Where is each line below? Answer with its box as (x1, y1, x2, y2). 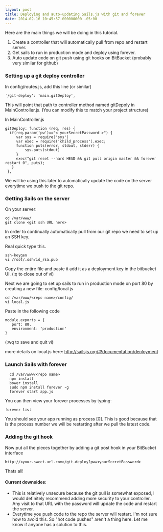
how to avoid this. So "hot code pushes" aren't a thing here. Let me (12, 516, 148, 522)
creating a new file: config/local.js (5, 285, 73, 291)
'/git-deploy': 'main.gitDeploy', (5, 93, 76, 98)
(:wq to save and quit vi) (5, 339, 54, 345)
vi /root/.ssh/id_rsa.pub (5, 257, 58, 262)
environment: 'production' (11, 326, 67, 331)
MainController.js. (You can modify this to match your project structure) (5, 107, 149, 113)
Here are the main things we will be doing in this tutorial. (5, 30, 118, 36)
